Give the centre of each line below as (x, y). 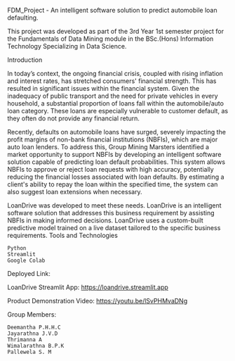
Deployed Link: (29, 273)
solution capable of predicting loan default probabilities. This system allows (116, 162)
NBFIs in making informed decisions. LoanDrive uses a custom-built (105, 220)
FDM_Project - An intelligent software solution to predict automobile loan (112, 10)
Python (17, 248)
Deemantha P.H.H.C (34, 327)
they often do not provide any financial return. (74, 118)
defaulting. (23, 18)
